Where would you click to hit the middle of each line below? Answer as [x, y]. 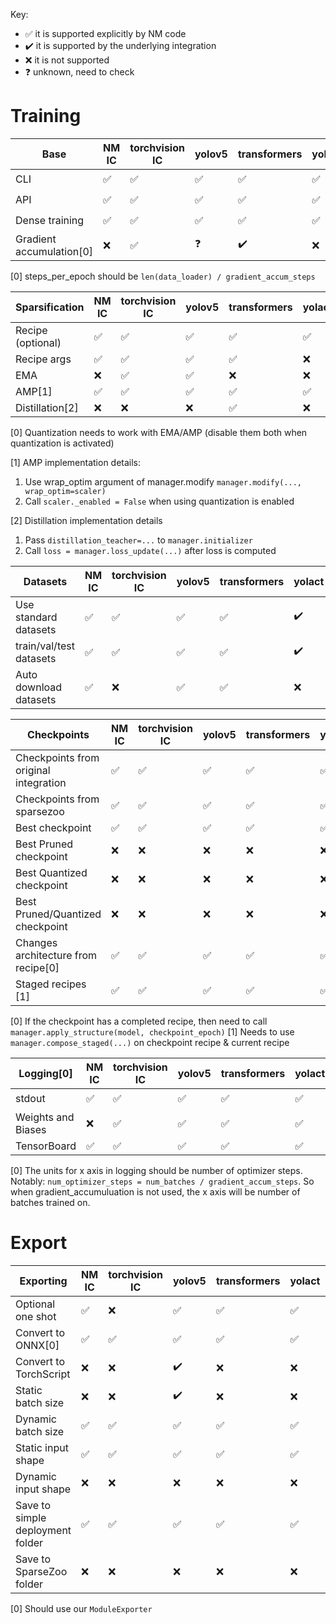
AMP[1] [34, 391]
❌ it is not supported [67, 60]
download [39, 687]
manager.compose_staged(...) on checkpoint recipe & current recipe [150, 1042]
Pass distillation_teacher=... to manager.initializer [138, 540]
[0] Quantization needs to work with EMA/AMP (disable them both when [159, 432]
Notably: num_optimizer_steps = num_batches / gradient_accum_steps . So [162, 1181]
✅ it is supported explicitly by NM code [105, 33]
